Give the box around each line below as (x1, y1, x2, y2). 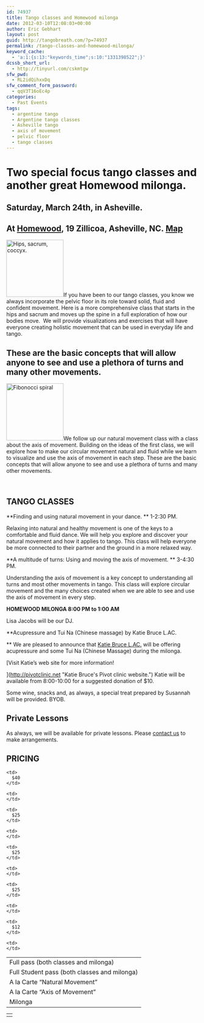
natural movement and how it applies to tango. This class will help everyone (6, 537, 197, 545)
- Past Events (12, 99, 47, 105)
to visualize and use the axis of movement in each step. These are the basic (6, 454, 197, 461)
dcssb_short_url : (6, 60, 51, 66)
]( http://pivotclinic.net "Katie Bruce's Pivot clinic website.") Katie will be (6, 671, 185, 678)
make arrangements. (6, 735, 58, 743)
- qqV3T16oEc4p (12, 88, 51, 94)
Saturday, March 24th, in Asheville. (6, 202, 143, 213)
